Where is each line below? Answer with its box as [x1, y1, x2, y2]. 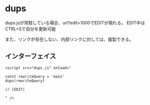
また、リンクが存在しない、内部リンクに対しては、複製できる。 [5, 36, 134, 42]
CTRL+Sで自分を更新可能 [5, 26, 56, 32]
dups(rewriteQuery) [5, 78, 45, 83]
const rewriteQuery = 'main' [5, 74, 65, 79]
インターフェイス [5, 52, 56, 60]
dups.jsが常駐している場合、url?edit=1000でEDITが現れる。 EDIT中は [5, 20, 146, 26]
